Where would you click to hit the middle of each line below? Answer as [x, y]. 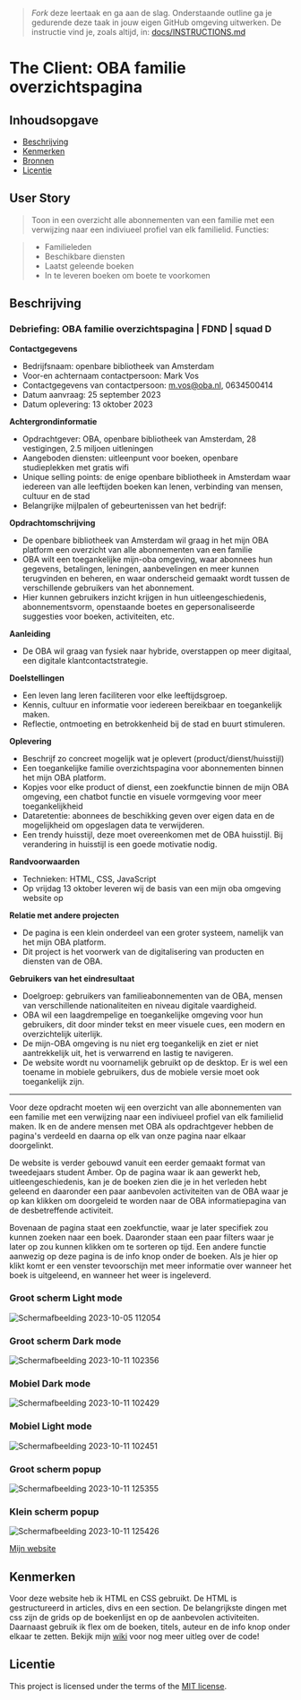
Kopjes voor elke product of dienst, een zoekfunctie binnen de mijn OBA [155, 786]
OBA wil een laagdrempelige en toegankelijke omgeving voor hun [142, 1015]
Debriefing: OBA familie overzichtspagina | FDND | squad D [141, 329]
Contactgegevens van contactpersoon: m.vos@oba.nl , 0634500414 [147, 385]
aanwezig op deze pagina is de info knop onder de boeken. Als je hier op [144, 1256]
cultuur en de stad [56, 495]
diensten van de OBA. [62, 961]
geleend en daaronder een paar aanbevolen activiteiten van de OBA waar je [149, 1191]
